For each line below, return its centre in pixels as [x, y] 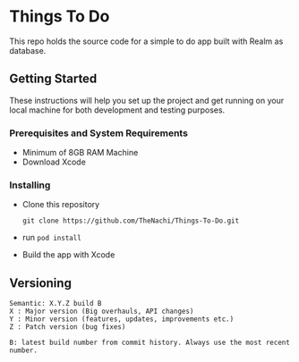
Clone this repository [61, 205]
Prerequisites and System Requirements [98, 133]
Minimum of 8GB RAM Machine [80, 153]
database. [28, 50]
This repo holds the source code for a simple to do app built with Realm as [146, 41]
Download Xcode [54, 162]
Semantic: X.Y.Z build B [56, 304]
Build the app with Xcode [68, 255]
